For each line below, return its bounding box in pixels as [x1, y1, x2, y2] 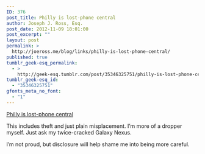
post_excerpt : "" [6, 32, 51, 38]
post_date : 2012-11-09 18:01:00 [6, 26, 88, 32]
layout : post [6, 37, 40, 43]
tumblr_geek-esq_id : [6, 77, 59, 83]
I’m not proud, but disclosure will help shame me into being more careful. [6, 141, 190, 148]
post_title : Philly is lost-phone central [6, 15, 116, 21]
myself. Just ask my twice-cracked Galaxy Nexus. [6, 128, 132, 136]
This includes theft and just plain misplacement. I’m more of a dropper [6, 122, 182, 130]
